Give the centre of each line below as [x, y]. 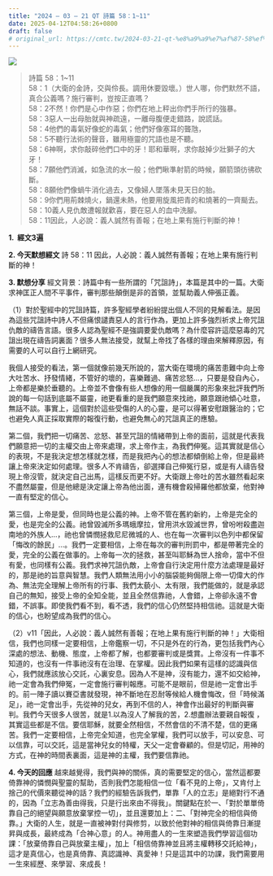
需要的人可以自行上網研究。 [55, 351]
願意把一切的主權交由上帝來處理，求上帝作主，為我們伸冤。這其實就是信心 [140, 446]
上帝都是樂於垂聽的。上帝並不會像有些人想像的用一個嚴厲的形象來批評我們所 [136, 388]
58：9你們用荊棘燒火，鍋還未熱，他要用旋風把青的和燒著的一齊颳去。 [145, 200]
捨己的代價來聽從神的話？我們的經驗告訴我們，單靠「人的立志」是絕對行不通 [136, 793]
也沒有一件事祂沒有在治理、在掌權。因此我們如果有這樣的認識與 [143, 664]
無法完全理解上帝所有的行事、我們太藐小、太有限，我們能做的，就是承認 [143, 586]
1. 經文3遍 [26, 238]
